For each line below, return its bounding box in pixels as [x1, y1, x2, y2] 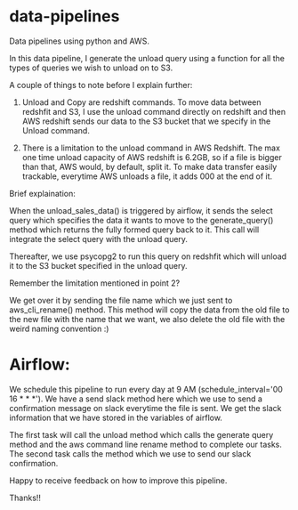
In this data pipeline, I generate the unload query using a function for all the [9, 53, 285, 63]
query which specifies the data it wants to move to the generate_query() [9, 215, 274, 225]
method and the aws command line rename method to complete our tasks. [9, 439, 283, 449]
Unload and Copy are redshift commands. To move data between [21, 96, 262, 108]
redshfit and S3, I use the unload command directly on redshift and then [21, 106, 286, 117]
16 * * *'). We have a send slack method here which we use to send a [9, 393, 262, 404]
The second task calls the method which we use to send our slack [9, 448, 252, 459]
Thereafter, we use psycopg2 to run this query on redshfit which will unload [9, 251, 287, 262]
